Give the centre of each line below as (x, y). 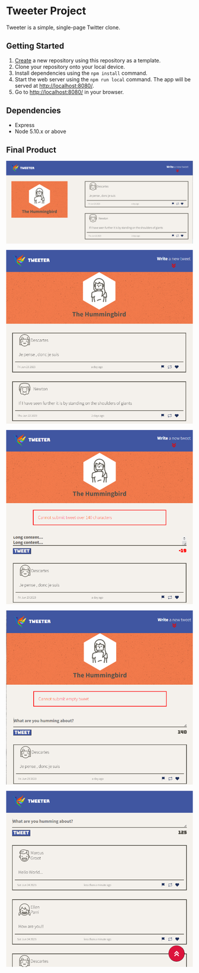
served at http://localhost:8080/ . (54, 86)
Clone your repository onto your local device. (70, 67)
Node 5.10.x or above (40, 131)
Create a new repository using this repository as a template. (88, 60)
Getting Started (35, 46)
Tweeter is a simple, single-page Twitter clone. (63, 27)
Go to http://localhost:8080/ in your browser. (69, 92)
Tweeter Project (46, 11)
